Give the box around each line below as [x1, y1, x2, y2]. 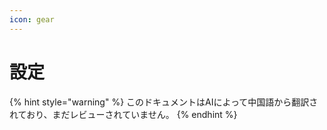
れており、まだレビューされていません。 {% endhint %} [9, 108, 238, 120]
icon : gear [9, 14, 55, 25]
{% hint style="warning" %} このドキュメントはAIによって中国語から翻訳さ [9, 96, 319, 108]
